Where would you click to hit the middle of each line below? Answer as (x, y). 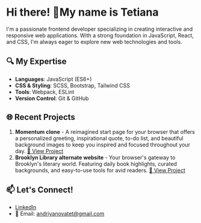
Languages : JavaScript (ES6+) (53, 79)
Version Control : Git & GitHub (52, 98)
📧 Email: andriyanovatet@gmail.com (60, 214)
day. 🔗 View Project (39, 151)
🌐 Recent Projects (41, 117)
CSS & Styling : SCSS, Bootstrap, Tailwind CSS (73, 85)
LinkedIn (26, 207)
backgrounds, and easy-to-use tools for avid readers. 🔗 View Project (100, 170)
